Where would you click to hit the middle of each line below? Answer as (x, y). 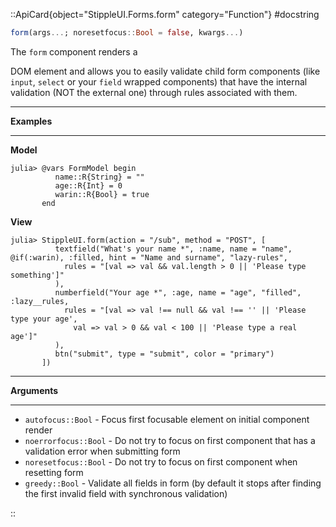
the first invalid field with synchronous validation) (126, 493)
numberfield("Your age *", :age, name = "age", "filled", (178, 292)
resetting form (54, 472)
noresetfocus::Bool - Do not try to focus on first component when (161, 461)
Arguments (34, 390)
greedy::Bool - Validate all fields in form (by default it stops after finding (173, 483)
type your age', (44, 319)
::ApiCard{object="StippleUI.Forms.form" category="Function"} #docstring (165, 14)
